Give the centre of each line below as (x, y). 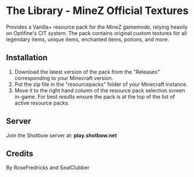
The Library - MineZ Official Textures (97, 11)
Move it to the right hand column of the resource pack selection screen (100, 90)
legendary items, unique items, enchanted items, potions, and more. (88, 39)
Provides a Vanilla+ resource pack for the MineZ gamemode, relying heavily (97, 27)
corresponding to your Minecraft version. (64, 78)
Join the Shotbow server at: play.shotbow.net (62, 135)
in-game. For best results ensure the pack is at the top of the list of (95, 96)
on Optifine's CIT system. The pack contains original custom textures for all (97, 33)
